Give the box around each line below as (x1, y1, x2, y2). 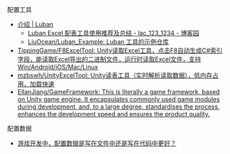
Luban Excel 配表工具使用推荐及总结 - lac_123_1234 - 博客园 (27, 29, 200, 37)
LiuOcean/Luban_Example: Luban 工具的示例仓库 (27, 38, 169, 46)
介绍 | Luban (17, 20, 54, 29)
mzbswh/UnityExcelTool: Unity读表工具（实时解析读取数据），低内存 (17, 71, 213, 79)
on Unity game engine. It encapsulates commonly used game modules (17, 95, 220, 103)
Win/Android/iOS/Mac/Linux (17, 63, 99, 71)
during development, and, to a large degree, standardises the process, (17, 102, 220, 111)
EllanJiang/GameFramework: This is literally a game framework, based (17, 88, 220, 95)
